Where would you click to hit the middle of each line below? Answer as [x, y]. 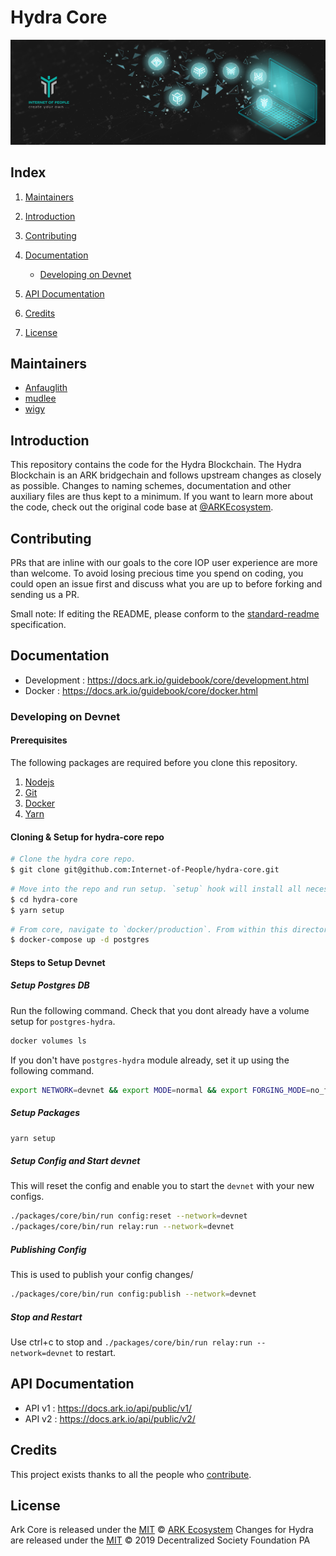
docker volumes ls [48, 1041]
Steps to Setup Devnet [58, 962]
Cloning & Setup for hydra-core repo [87, 837]
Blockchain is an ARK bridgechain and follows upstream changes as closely [166, 475]
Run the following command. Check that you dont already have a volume [160, 1010]
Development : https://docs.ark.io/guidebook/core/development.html [167, 680]
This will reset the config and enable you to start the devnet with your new [162, 1186]
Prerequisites [39, 740]
